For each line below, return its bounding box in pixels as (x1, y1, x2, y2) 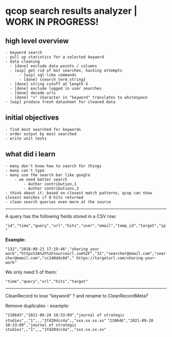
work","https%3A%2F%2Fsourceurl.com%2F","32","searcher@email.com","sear (5, 251, 166, 256)
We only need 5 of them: (5, 269, 57, 275)
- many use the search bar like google (5, 172, 91, 177)
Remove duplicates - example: (5, 303, 70, 309)
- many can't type (5, 168, 45, 173)
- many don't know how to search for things (5, 163, 102, 169)
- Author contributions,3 (24, 186, 79, 191)
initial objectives (5, 113, 59, 122)
